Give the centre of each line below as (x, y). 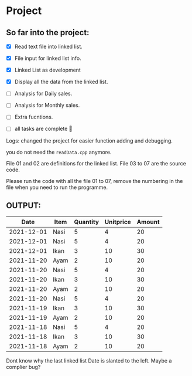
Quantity (87, 222)
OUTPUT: (23, 206)
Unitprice (118, 222)
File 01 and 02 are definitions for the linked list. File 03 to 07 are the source (96, 163)
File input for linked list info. (48, 58)
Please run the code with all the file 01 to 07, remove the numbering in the (95, 181)
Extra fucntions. (34, 117)
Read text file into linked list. (49, 46)
